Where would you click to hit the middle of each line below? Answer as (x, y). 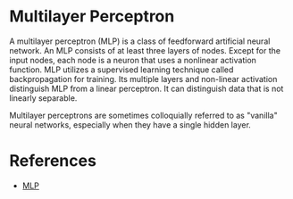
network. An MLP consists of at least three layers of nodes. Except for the (145, 50)
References (53, 161)
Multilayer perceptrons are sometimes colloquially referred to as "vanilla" (144, 115)
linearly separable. (43, 98)
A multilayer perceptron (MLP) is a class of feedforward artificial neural (140, 41)
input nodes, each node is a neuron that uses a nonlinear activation (133, 60)
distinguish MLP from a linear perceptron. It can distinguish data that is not (146, 88)
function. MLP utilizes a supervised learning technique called (121, 70)
